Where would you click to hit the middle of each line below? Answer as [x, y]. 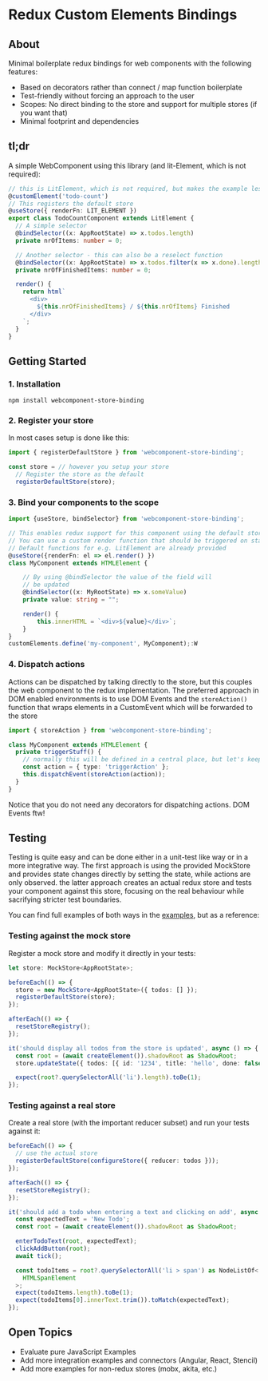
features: [23, 72]
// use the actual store [57, 1153]
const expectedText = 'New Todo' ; [73, 1220]
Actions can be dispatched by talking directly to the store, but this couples [130, 681]
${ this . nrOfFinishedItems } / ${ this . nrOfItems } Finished [133, 307]
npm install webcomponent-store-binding [77, 401]
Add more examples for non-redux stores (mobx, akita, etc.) [118, 1368]
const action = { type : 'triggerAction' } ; [96, 767]
